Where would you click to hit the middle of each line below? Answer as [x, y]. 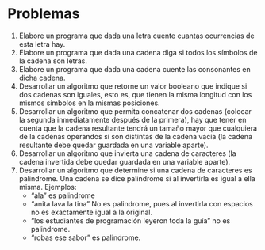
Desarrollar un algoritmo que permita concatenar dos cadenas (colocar [135, 111]
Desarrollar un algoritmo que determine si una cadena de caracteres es [135, 170]
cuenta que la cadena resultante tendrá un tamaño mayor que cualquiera [138, 128]
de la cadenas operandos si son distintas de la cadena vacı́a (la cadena [136, 136]
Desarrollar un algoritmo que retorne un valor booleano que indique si [133, 86]
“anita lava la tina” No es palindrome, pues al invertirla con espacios [142, 203]
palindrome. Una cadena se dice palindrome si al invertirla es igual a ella [137, 178]
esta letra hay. [42, 44]
